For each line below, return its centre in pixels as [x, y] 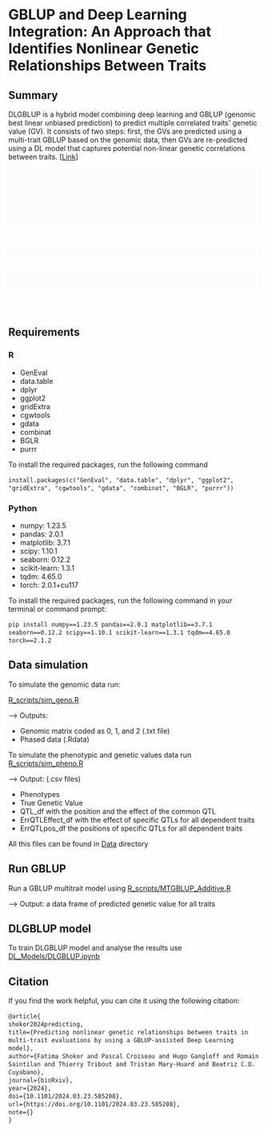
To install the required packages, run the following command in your [121, 600]
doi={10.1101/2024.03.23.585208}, [66, 1097]
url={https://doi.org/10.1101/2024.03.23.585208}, [94, 1105]
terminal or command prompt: [57, 608]
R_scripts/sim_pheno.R [46, 763]
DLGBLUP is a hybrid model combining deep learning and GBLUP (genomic [132, 114]
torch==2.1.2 [30, 640]
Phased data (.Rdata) [54, 739]
